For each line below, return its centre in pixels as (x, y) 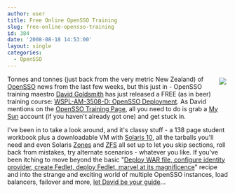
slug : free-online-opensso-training (61, 27)
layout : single (29, 46)
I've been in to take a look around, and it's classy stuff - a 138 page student (116, 129)
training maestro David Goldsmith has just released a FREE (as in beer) (109, 94)
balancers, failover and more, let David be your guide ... (87, 182)
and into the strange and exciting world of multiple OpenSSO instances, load (117, 174)
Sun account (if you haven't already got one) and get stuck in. (96, 116)
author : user (26, 14)
